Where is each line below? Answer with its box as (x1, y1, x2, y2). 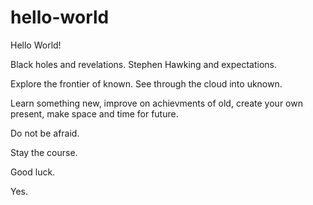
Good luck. (10, 166, 56, 178)
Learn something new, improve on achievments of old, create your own (10, 97, 303, 109)
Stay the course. (10, 146, 78, 158)
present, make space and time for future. (10, 107, 179, 120)
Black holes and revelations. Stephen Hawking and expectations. (10, 58, 277, 70)
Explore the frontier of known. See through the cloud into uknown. (10, 77, 283, 90)
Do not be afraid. (10, 127, 80, 139)
